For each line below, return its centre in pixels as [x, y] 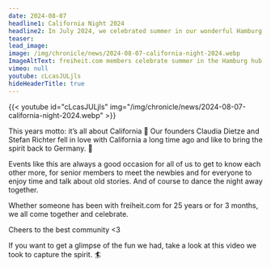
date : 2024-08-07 [38, 16]
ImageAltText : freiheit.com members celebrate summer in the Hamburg [128, 61]
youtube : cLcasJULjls [45, 76]
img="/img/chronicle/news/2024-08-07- [178, 107]
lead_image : [28, 46]
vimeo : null [28, 69]
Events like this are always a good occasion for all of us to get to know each [135, 163]
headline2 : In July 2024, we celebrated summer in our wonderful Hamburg [135, 31]
